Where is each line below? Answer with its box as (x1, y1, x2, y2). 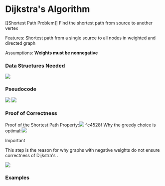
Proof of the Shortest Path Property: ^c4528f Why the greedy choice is (5, 122, 156, 128)
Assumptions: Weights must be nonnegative (5, 50, 98, 56)
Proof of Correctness (5, 110, 57, 117)
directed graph (5, 40, 36, 46)
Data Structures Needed (5, 62, 65, 69)
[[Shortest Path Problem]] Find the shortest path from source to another (5, 20, 153, 26)
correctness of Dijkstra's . (5, 152, 58, 158)
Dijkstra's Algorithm (5, 3, 90, 15)
